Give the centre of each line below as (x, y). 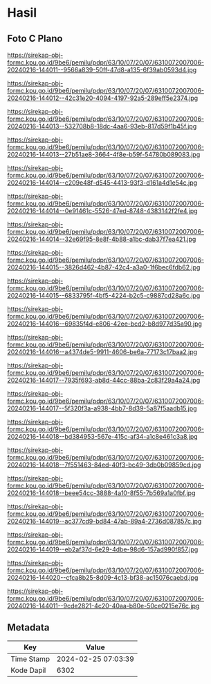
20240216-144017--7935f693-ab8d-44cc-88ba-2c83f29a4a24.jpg (104, 380)
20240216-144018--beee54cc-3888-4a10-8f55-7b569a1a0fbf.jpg (101, 493)
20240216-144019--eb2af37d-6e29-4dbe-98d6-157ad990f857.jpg (103, 549)
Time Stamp (30, 659)
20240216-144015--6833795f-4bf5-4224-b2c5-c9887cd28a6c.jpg (104, 295)
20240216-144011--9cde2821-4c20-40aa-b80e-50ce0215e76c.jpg (103, 606)
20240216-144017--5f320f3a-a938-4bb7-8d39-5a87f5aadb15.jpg (102, 408)
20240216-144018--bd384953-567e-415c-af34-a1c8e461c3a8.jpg (103, 436)
